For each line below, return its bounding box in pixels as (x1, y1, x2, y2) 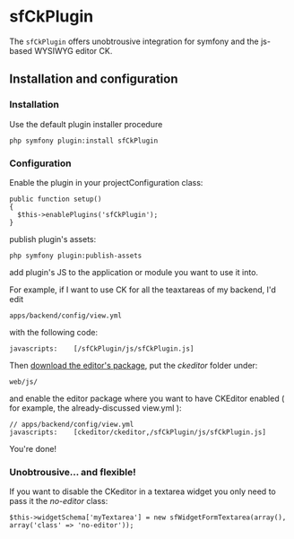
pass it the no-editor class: (9, 496, 108, 507)
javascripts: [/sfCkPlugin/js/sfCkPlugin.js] (9, 343, 195, 353)
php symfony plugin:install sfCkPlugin (9, 136, 159, 145)
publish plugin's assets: (9, 233, 97, 244)
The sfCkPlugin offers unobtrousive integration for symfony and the (9, 36, 259, 47)
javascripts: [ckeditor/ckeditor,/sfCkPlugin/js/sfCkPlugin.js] (9, 428, 267, 437)
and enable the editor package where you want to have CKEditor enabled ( (9, 393, 285, 404)
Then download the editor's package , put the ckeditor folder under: (9, 360, 258, 370)
